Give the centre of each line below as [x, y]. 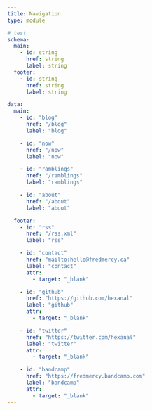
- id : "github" [42, 292]
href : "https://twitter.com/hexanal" [81, 337]
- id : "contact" [44, 253]
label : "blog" [47, 131]
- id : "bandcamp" [45, 370]
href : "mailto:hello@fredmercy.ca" [78, 260]
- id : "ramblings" [47, 169]
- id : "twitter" [44, 331]
